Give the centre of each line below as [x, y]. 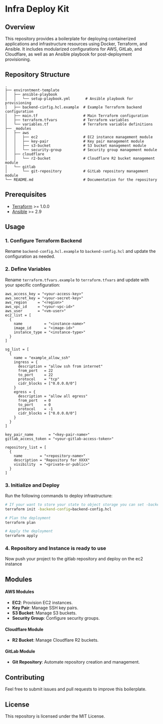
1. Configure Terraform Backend [43, 241]
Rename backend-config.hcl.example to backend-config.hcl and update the [81, 251]
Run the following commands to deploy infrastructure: [59, 495]
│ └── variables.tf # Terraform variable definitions [79, 124]
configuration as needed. [30, 256]
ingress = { [26, 362]
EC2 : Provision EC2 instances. [42, 603]
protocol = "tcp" [39, 379]
